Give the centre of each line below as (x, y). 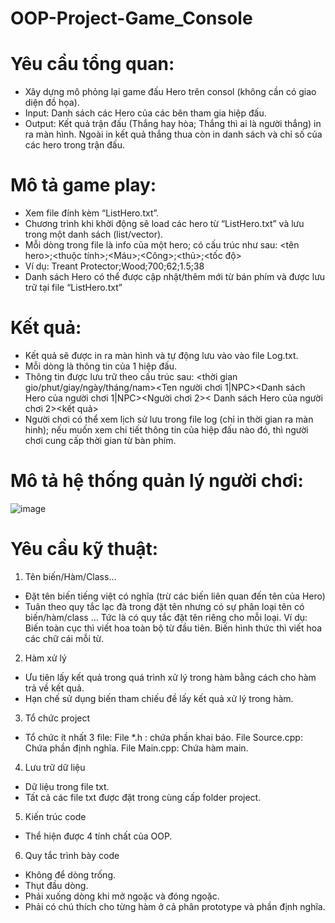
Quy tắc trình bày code (72, 855)
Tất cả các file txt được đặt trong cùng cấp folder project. (143, 797)
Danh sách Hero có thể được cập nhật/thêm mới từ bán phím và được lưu (175, 277)
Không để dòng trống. (70, 874)
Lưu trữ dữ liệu (55, 767)
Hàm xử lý (45, 658)
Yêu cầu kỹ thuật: (84, 549)
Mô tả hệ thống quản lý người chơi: (157, 481)
